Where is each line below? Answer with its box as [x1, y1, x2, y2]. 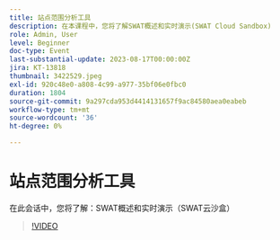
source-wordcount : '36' [9, 113, 99, 122]
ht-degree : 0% [9, 122, 63, 131]
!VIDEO [31, 220, 58, 231]
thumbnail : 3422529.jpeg [9, 72, 102, 81]
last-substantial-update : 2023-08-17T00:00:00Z [9, 55, 191, 64]
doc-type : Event [9, 47, 70, 56]
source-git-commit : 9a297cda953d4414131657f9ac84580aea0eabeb [9, 96, 247, 106]
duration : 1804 [9, 88, 66, 97]
